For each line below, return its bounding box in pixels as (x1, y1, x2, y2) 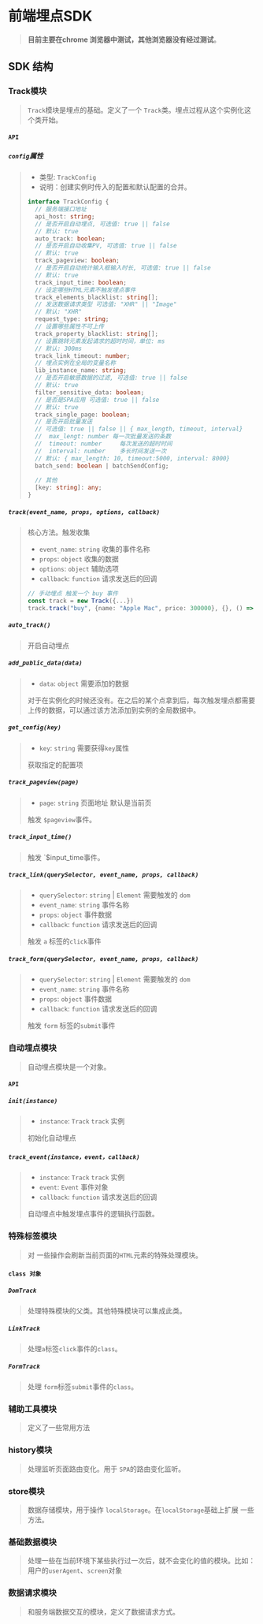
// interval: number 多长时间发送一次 (35, 447, 167, 455)
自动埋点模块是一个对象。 (27, 1062, 111, 1071)
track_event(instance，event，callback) (8, 1153, 140, 1161)
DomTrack (8, 1287, 37, 1294)
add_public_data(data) (8, 659, 83, 667)
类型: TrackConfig (39, 173, 97, 182)
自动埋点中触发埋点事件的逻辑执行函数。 (27, 1209, 159, 1219)
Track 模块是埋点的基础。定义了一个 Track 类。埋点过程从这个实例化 (27, 105, 245, 114)
